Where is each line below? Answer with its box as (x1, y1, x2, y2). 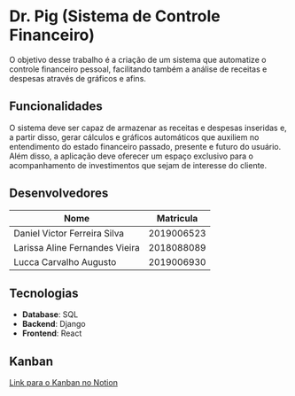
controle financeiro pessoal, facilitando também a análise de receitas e (9, 64, 268, 74)
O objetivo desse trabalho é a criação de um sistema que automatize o (9, 54, 267, 65)
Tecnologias (9, 285, 79, 300)
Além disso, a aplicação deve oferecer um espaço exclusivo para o (9, 151, 254, 161)
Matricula (156, 212, 198, 224)
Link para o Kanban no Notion (9, 377, 118, 388)
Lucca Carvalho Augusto (13, 255, 117, 268)
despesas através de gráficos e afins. (9, 73, 146, 83)
